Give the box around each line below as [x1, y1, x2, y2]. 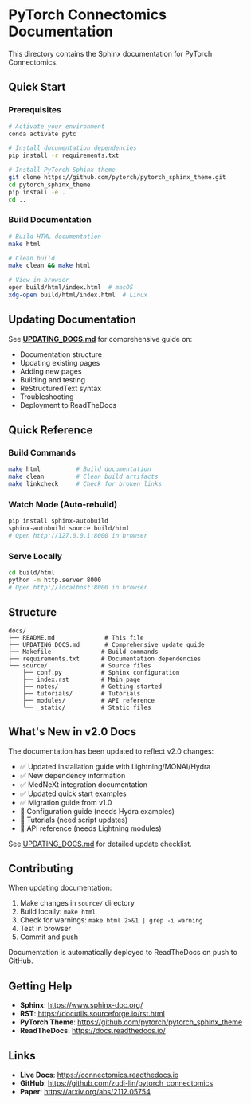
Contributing [8, 862, 73, 875]
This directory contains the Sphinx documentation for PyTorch [8, 49, 213, 58]
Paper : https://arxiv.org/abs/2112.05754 [19, 1086, 151, 1096]
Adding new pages [19, 366, 82, 376]
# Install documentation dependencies [8, 144, 137, 152]
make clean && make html [8, 261, 91, 270]
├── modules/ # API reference [22, 696, 155, 704]
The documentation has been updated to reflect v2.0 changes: [8, 746, 214, 756]
